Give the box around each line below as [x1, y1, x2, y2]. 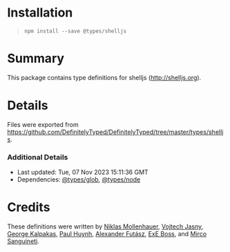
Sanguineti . [7, 237, 39, 246]
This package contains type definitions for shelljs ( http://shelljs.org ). [7, 73, 202, 81]
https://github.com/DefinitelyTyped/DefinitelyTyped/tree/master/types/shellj [7, 128, 224, 136]
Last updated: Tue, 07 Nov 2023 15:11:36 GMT [17, 168, 148, 177]
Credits [7, 200, 50, 215]
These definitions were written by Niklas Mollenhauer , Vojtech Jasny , [7, 222, 204, 231]
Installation [7, 5, 73, 21]
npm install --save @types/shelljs [23, 28, 127, 35]
